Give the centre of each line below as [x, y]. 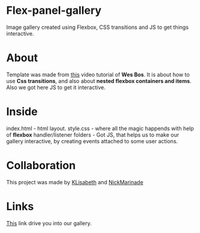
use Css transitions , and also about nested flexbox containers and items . [99, 81]
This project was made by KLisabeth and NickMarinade [75, 182]
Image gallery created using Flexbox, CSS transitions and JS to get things [97, 27]
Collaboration [41, 166]
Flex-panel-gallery [54, 11]
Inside [22, 112]
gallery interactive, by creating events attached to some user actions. [92, 141]
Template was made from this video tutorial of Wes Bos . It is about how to [98, 74]
